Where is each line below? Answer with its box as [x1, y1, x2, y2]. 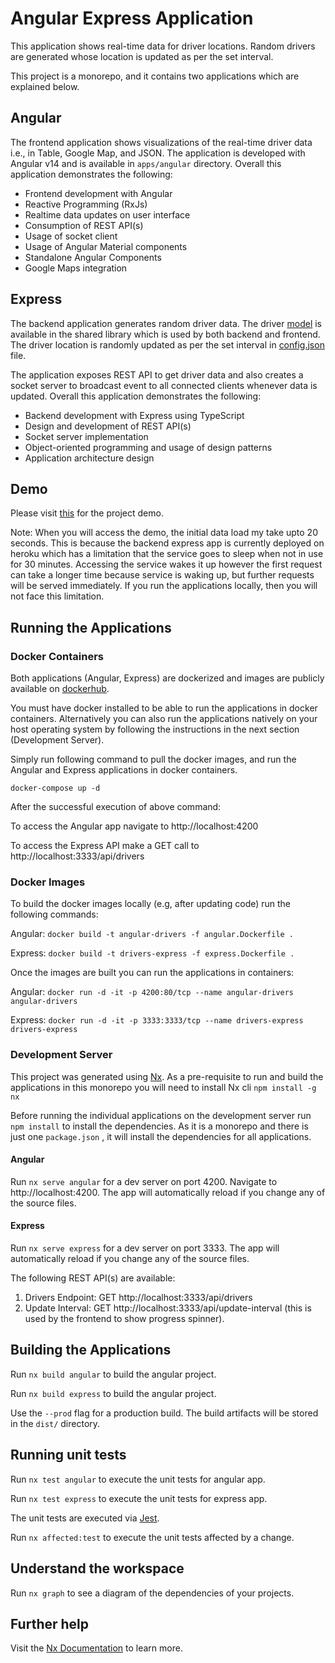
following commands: [10, 908, 99, 921]
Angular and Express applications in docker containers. [10, 764, 238, 776]
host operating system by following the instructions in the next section [10, 723, 300, 736]
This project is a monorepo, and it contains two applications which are [10, 70, 300, 82]
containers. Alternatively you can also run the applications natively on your [10, 713, 318, 725]
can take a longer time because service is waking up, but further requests [10, 569, 315, 581]
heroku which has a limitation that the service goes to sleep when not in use [10, 548, 324, 560]
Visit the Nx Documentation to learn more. [10, 1642, 183, 1654]
